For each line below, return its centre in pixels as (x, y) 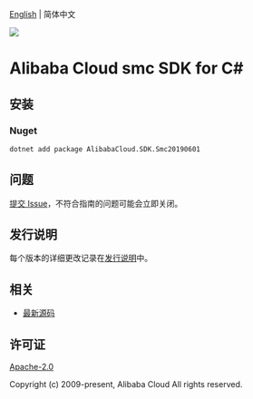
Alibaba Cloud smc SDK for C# (126, 68)
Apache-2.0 (32, 367)
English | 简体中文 (43, 14)
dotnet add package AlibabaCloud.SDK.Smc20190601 (105, 149)
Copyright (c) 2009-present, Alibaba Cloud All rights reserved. (126, 384)
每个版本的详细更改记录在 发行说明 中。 (81, 258)
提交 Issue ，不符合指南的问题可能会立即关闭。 (96, 203)
